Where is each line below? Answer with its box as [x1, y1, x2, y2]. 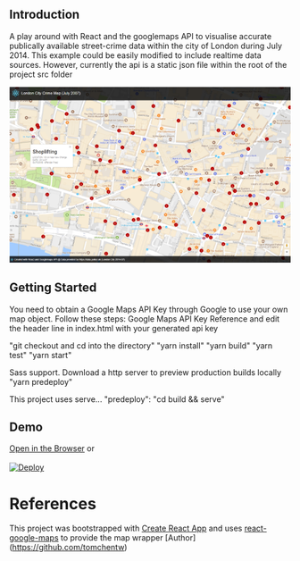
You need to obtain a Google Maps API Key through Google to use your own [9, 304, 288, 314]
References [9, 493, 96, 514]
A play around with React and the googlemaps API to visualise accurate [9, 30, 272, 41]
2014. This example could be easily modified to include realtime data [9, 49, 262, 61]
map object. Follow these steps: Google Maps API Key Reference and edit [9, 313, 279, 324]
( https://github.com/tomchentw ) [9, 542, 128, 553]
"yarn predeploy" [9, 376, 73, 387]
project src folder [9, 69, 73, 80]
